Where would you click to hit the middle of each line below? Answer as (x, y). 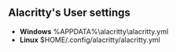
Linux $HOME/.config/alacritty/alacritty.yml (90, 40)
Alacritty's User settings (70, 13)
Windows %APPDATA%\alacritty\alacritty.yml (94, 31)
